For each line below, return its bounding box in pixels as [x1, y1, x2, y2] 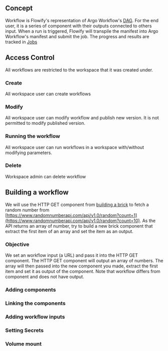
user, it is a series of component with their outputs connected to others [5, 23, 152, 29]
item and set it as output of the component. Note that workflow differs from [5, 268, 160, 274]
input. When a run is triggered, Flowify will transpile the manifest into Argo [5, 28, 158, 34]
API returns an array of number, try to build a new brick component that [5, 223, 153, 229]
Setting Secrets [5, 327, 44, 334]
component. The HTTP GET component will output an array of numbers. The [5, 257, 163, 263]
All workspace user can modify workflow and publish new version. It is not [5, 115, 159, 121]
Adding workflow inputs [5, 313, 65, 320]
